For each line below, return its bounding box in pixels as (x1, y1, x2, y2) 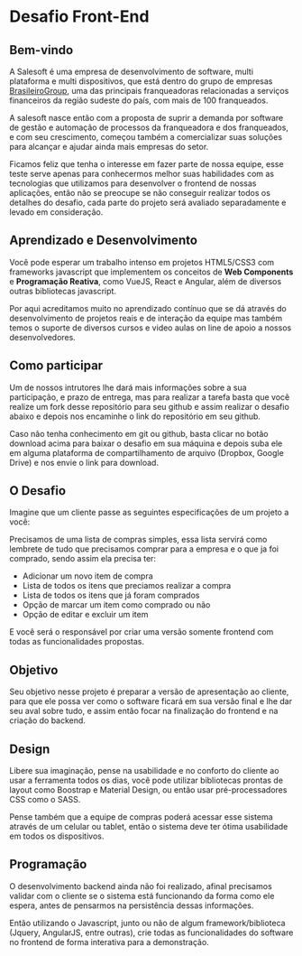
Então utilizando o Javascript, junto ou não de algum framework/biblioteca (9, 917, 286, 928)
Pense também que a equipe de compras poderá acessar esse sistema (9, 812, 273, 822)
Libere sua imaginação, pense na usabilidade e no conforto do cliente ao (9, 766, 279, 776)
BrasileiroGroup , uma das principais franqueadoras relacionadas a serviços (9, 86, 289, 96)
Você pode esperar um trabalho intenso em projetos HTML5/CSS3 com (9, 256, 275, 267)
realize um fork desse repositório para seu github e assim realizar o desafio (9, 401, 290, 412)
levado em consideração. (9, 207, 104, 218)
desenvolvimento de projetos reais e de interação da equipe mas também (9, 312, 283, 323)
